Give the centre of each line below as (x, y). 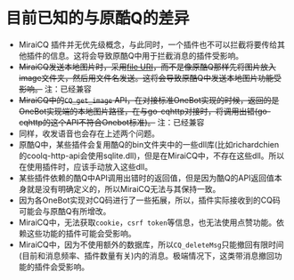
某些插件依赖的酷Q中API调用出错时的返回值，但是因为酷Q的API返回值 (146, 178)
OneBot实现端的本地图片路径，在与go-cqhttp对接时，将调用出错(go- (144, 111)
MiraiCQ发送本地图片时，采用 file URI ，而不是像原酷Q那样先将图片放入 (147, 67)
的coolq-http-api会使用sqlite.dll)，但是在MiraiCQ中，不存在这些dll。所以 (151, 156)
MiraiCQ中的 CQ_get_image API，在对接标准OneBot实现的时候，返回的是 (149, 100)
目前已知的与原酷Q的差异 (98, 18)
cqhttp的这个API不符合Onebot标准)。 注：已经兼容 (111, 122)
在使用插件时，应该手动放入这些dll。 (86, 166)
